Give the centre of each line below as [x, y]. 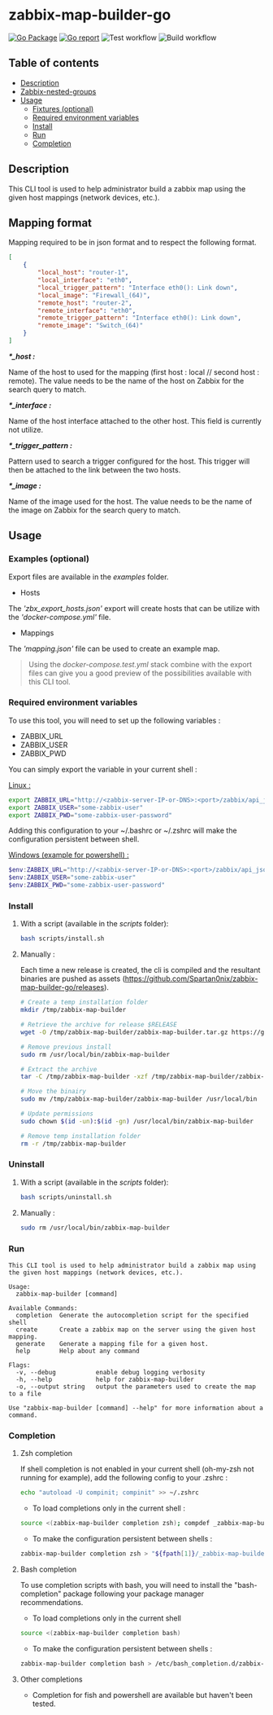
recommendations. [52, 1602]
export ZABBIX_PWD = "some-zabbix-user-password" [91, 815]
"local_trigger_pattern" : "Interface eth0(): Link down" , [138, 288]
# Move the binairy [53, 1092]
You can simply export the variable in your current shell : [103, 769]
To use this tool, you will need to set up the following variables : [115, 720]
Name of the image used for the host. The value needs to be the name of [130, 501]
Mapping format [50, 223]
